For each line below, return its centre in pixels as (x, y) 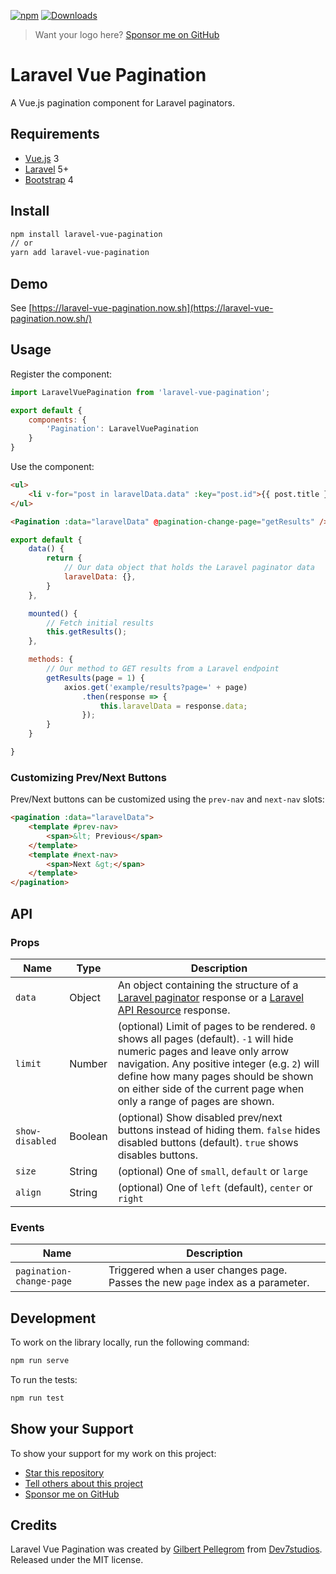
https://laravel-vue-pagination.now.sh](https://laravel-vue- (152, 308)
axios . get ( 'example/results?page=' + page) (155, 687)
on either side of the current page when (211, 1088)
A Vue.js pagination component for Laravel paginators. (122, 102)
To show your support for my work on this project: (113, 1453)
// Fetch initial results (100, 623)
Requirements (55, 134)
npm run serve (40, 1361)
